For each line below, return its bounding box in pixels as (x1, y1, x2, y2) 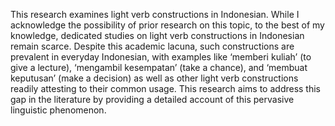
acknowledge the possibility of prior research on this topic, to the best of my (10, 19, 325, 31)
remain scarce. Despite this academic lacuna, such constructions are (10, 40, 295, 52)
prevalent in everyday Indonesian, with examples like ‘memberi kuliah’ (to (10, 51, 312, 63)
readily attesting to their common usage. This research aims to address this (10, 83, 322, 94)
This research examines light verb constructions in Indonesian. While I (10, 9, 300, 20)
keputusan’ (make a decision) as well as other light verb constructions (10, 72, 299, 84)
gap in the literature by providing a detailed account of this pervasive (10, 94, 295, 105)
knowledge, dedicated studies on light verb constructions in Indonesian (10, 30, 305, 41)
